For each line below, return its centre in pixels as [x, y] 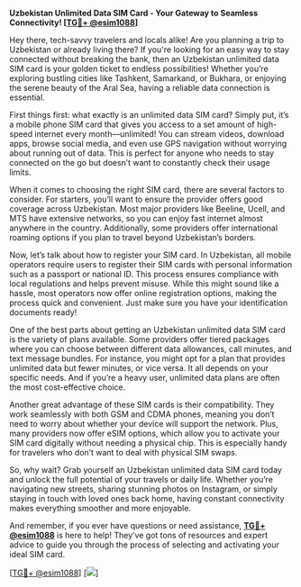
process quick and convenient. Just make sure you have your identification [149, 303]
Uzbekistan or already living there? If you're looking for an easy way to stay [150, 50]
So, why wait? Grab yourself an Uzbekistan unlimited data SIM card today [146, 470]
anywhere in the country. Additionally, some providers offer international [143, 228]
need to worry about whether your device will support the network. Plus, [144, 424]
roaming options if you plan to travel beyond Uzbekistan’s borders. [133, 237]
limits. [20, 172]
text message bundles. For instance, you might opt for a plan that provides [147, 358]
